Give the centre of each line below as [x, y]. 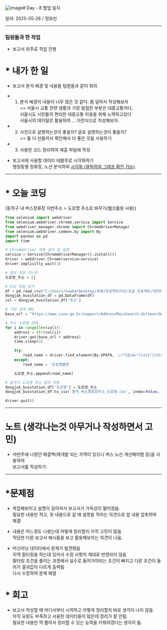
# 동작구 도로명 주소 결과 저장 [32, 382]
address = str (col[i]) [38, 332]
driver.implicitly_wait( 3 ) [33, 264]
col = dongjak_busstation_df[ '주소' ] [43, 301]
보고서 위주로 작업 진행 [34, 49]
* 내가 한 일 [27, 71]
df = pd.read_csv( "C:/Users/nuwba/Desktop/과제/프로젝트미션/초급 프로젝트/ [79, 291]
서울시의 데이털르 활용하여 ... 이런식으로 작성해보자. [69, 121]
